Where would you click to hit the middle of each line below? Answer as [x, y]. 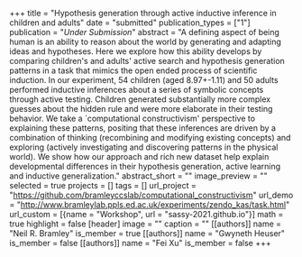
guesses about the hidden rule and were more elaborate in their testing [141, 109]
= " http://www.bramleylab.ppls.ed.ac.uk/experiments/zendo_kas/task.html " [150, 205]
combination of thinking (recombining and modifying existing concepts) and [150, 138]
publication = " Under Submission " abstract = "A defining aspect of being [144, 32]
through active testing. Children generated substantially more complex [140, 99]
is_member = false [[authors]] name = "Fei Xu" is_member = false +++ [141, 243]
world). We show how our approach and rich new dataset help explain [139, 156]
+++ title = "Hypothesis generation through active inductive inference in [143, 13]
